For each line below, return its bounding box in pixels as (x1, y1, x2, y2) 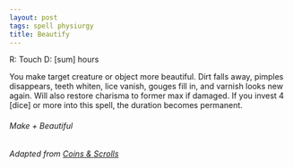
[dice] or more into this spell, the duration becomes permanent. (9, 100, 244, 111)
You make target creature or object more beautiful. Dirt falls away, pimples (9, 71, 284, 82)
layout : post (9, 13, 58, 22)
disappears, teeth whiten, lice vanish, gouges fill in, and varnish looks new (9, 81, 284, 92)
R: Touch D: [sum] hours (9, 55, 99, 65)
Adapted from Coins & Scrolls (9, 148, 119, 159)
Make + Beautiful (9, 120, 73, 130)
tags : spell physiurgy (9, 21, 94, 30)
